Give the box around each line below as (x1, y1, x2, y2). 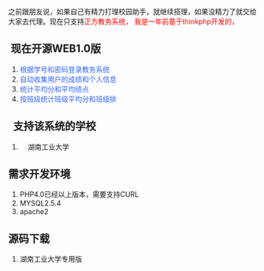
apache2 (19, 207, 49, 216)
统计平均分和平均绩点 (19, 84, 89, 93)
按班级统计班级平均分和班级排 (19, 94, 117, 104)
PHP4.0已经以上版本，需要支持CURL (19, 190, 139, 199)
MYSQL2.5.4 (19, 198, 61, 208)
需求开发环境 (8, 167, 71, 181)
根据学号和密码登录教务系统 (19, 64, 110, 73)
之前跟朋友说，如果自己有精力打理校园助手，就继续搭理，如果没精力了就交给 (8, 7, 257, 16)
